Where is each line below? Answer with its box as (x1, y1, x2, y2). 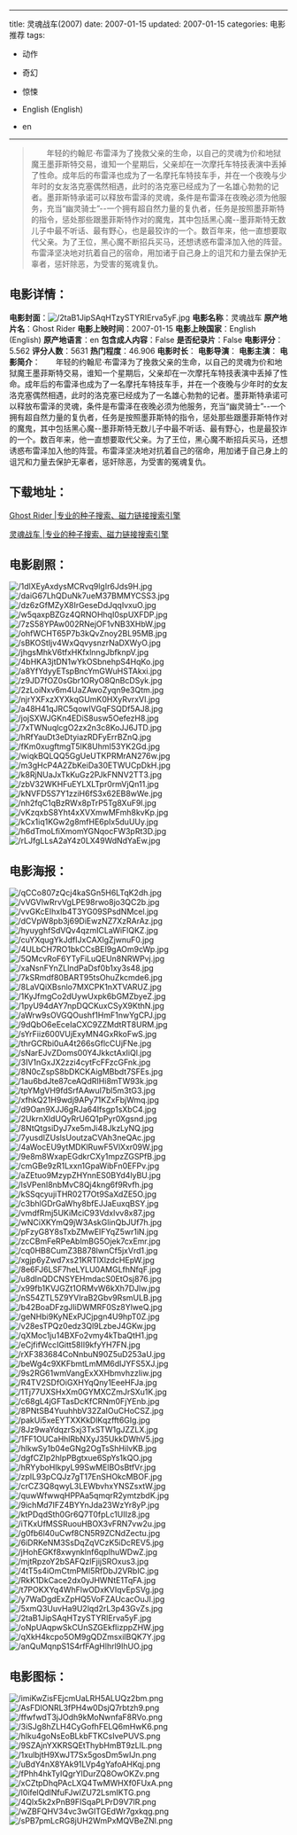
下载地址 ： (9, 485, 68, 500)
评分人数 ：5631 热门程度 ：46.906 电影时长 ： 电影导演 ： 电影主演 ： (32, 345, 278, 355)
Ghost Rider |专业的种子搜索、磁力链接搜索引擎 (9, 510, 181, 520)
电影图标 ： (9, 1668, 68, 1684)
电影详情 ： (9, 287, 68, 302)
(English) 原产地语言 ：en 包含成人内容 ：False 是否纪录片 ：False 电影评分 (9, 334, 276, 345)
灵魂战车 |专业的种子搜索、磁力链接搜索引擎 (9, 528, 170, 539)
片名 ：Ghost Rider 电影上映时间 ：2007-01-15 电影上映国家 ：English (9, 323, 256, 333)
